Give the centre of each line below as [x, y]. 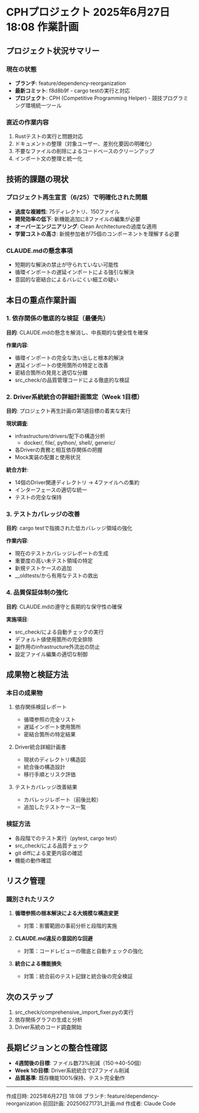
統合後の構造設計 [44, 767]
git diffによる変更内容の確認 [49, 853]
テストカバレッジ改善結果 [46, 787]
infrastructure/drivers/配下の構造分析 [60, 436]
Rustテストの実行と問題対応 [49, 137]
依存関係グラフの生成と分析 [49, 1020]
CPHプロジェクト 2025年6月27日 [88, 12]
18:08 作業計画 [42, 27]
